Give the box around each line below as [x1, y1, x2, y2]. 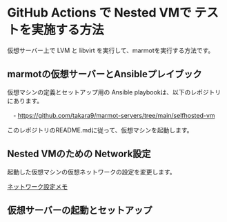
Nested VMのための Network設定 [7, 148, 151, 160]
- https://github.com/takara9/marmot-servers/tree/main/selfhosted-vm [12, 111, 215, 119]
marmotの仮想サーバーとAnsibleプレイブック [7, 68, 202, 80]
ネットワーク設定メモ [7, 182, 68, 190]
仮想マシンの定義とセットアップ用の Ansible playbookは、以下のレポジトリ [7, 88, 221, 96]
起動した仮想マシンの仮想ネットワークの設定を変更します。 [7, 168, 176, 176]
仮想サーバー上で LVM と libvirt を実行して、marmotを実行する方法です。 [7, 46, 215, 54]
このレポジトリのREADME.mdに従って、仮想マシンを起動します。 [7, 125, 193, 134]
